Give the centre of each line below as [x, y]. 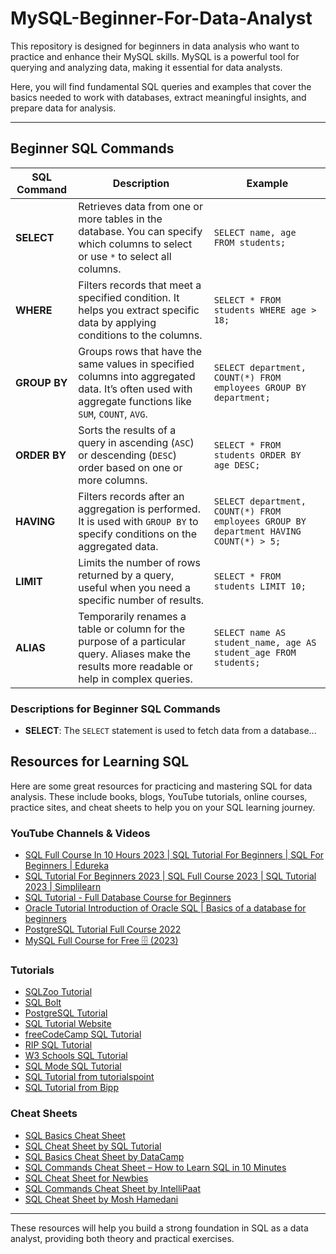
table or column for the [131, 629]
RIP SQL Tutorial [58, 1045]
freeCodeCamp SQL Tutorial [83, 1034]
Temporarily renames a [132, 616]
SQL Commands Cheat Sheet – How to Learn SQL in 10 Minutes [155, 1167]
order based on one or [130, 467]
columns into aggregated [137, 376]
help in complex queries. [135, 679]
